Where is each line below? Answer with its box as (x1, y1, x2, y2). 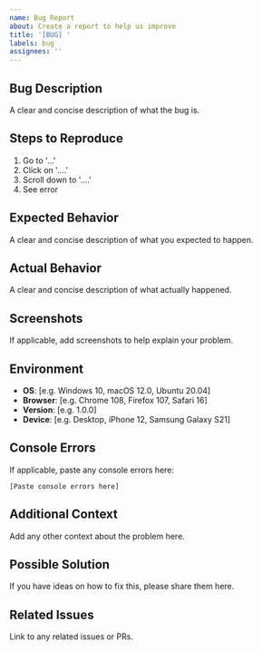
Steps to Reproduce (9, 131, 124, 146)
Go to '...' (22, 155, 56, 166)
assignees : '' (9, 47, 63, 56)
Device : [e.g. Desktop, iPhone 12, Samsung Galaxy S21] (22, 414, 231, 424)
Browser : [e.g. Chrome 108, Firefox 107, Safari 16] (22, 395, 208, 405)
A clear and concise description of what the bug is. (9, 104, 200, 115)
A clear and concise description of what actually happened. (9, 285, 232, 296)
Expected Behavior (9, 210, 120, 226)
